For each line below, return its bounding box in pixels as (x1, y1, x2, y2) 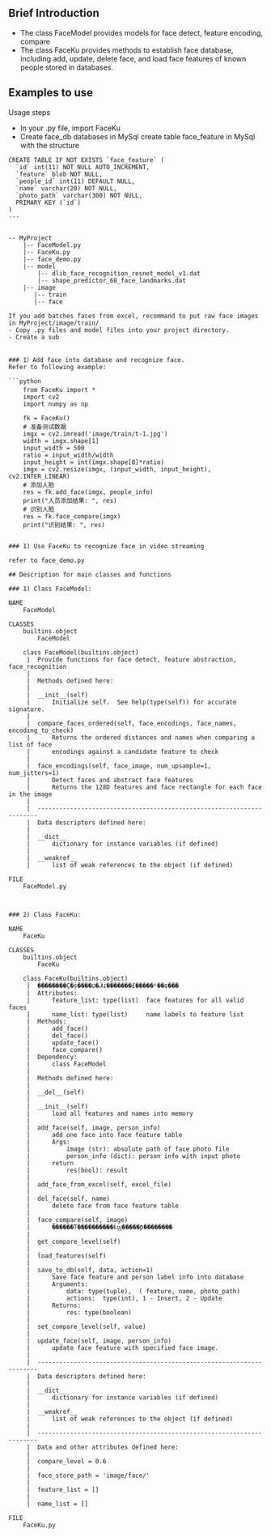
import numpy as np (23, 400, 89, 408)
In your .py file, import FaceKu (19, 123, 121, 133)
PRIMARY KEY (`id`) (15, 198, 82, 206)
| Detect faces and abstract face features (26, 776, 194, 784)
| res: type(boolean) (26, 1308, 132, 1317)
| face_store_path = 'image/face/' (26, 1471, 150, 1480)
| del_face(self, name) (26, 1194, 111, 1203)
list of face (8, 740, 53, 748)
